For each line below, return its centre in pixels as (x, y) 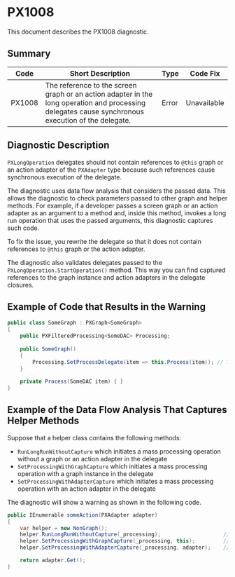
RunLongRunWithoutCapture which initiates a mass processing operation (119, 451)
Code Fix (205, 73)
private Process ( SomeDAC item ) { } (72, 382)
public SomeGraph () (48, 349)
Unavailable (205, 102)
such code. (23, 228)
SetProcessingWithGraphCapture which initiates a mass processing (112, 466)
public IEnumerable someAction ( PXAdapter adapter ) (83, 515)
